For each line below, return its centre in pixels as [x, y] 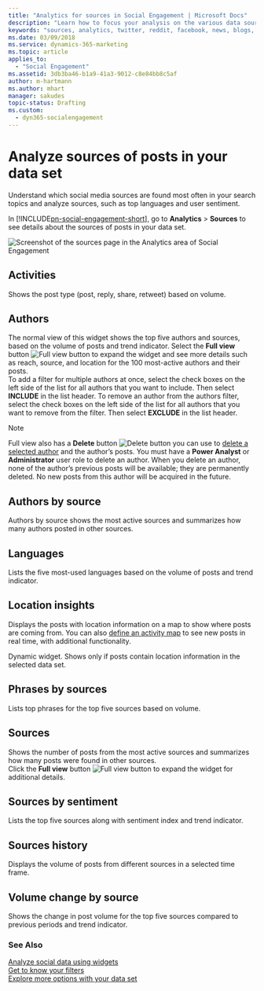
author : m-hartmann [40, 81]
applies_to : [27, 60]
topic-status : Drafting [47, 103]
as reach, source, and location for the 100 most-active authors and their [125, 363]
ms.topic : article [38, 52]
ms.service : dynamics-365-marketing [68, 45]
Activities [32, 275]
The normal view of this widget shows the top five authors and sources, [124, 338]
